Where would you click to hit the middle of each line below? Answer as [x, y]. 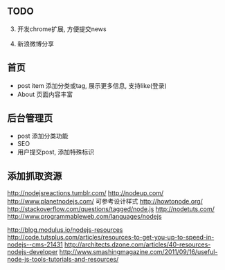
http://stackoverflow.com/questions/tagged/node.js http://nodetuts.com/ [111, 209]
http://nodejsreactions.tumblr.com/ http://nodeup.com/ [85, 193]
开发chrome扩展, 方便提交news [62, 29]
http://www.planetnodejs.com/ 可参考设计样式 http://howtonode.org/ [105, 201]
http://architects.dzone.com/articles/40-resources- [138, 244]
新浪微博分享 [35, 44]
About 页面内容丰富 [45, 94]
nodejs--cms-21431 [35, 244]
